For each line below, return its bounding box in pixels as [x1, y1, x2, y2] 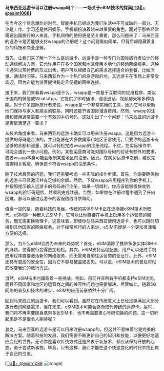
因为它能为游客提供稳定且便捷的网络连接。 [18, 79, 103, 85]
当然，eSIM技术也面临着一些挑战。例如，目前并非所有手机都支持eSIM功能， [5, 275, 159, 281]
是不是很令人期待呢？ [13, 316, 57, 322]
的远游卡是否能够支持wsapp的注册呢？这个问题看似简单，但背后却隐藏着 [5, 38, 151, 44]
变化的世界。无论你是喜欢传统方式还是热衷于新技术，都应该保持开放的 [9, 338, 150, 344]
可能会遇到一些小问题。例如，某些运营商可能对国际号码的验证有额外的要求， [5, 148, 159, 154]
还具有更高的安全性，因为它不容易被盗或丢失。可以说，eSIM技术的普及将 [5, 259, 152, 264]
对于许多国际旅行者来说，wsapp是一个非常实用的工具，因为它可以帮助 [13, 102, 155, 108]
